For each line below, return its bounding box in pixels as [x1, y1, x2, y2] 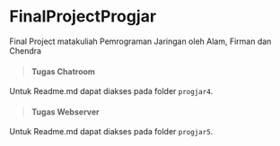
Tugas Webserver [31, 106, 101, 117]
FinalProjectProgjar [9, 6, 157, 27]
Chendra [9, 45, 42, 56]
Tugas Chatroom [31, 65, 96, 77]
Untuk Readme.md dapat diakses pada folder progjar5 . [9, 126, 214, 137]
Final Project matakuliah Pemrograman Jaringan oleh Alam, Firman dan [9, 36, 272, 47]
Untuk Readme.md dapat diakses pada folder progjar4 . [9, 86, 214, 97]
